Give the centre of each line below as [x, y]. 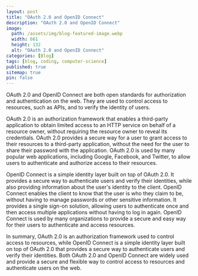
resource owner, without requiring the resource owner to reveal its [87, 132]
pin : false [20, 78]
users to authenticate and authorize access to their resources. [82, 163]
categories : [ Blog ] [30, 56]
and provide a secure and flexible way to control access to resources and [95, 262]
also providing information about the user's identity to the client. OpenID [94, 187]
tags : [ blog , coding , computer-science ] [57, 61]
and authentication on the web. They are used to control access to [87, 101]
